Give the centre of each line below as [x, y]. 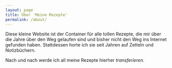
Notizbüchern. [21, 50]
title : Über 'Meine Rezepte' [36, 15]
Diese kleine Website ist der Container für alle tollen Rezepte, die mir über [83, 34]
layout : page [19, 10]
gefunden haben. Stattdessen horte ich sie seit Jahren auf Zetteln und [80, 45]
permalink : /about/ [26, 19]
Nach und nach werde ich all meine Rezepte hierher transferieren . [75, 60]
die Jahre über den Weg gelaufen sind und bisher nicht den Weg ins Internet [86, 39]
